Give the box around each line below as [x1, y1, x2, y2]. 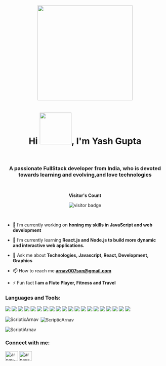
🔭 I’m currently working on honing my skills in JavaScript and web [12, 222, 153, 228]
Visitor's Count [68, 192, 102, 198]
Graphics [12, 258, 33, 264]
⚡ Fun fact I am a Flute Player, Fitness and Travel [12, 280, 116, 286]
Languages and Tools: [5, 294, 61, 301]
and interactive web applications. [12, 242, 85, 249]
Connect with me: [5, 339, 50, 346]
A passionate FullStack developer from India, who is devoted [9, 165, 161, 172]
